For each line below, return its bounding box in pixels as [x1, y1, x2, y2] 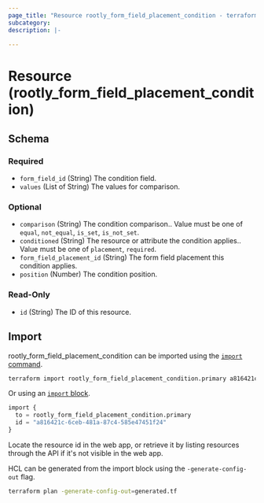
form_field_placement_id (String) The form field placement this [19, 253, 225, 262]
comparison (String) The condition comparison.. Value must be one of [19, 220, 244, 229]
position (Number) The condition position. [19, 269, 158, 279]
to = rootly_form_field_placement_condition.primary [15, 411, 192, 420]
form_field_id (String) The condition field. [19, 174, 157, 183]
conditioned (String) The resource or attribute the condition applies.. [19, 236, 242, 246]
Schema [8, 131, 49, 146]
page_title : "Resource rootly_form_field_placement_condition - [8, 11, 223, 20]
